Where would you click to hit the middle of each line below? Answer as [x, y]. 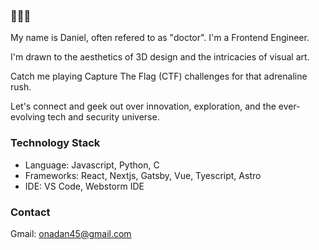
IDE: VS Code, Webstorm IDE [84, 186]
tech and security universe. [103, 117]
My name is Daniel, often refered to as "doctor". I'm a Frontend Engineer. [160, 38]
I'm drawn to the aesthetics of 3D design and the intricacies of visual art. [160, 57]
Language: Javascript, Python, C [92, 165]
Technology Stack [55, 143]
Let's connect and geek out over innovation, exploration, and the [143, 106]
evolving [28, 117]
